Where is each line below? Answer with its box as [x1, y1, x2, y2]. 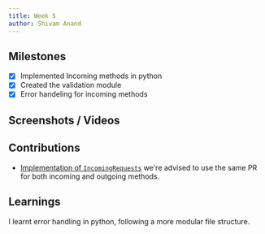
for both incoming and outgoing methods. [20, 171, 160, 181]
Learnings [8, 195, 61, 209]
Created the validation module [20, 80, 122, 90]
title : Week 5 [8, 11, 57, 20]
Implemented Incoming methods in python [20, 71, 163, 81]
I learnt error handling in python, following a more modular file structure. [8, 216, 250, 226]
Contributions [8, 141, 80, 155]
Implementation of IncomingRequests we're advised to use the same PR [20, 162, 258, 172]
